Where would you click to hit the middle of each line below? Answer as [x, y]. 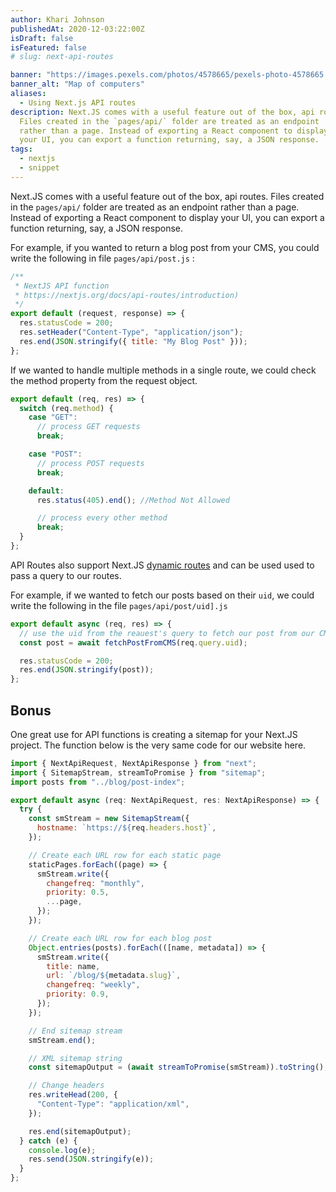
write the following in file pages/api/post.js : [102, 258]
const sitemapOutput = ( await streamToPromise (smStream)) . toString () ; [178, 1067]
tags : [21, 149]
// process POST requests [90, 463]
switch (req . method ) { [66, 408]
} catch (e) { [48, 1141]
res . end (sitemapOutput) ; [80, 1131]
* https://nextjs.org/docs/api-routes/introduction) [127, 295]
